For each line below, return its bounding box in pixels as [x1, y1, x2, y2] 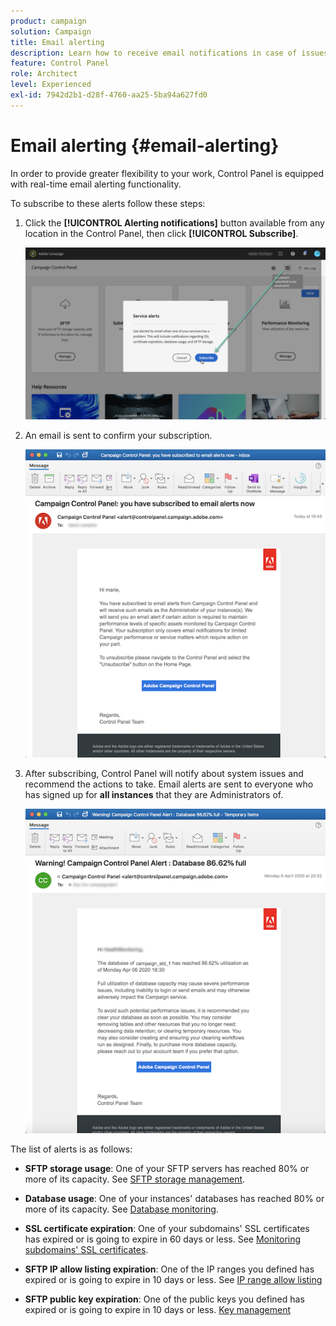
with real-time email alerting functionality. [10, 178, 182, 190]
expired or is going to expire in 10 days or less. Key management [24, 1304, 292, 1316]
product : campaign [10, 16, 87, 26]
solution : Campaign [10, 26, 92, 37]
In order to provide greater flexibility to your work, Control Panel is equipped [10, 167, 325, 179]
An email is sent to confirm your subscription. [24, 430, 213, 442]
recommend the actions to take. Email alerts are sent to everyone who [24, 778, 314, 790]
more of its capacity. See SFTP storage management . [24, 1173, 246, 1185]
